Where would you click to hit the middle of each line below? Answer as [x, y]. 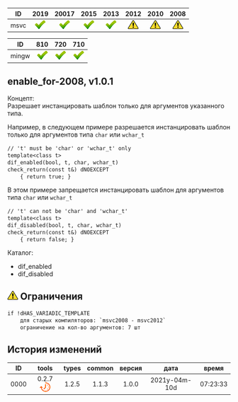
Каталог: [21, 253]
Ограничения [51, 296]
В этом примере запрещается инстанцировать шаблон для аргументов [116, 190]
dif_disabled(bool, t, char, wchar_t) [64, 226]
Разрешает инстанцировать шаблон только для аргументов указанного [116, 106]
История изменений [55, 349]
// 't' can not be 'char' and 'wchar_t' [68, 212]
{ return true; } [46, 177]
